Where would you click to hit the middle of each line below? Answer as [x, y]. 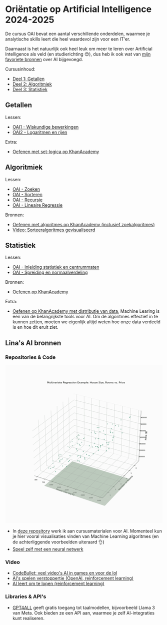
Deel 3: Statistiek [30, 89]
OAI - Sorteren [27, 194]
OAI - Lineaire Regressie [37, 205]
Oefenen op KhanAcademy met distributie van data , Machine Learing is [86, 311]
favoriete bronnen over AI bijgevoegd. [44, 59]
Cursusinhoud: [20, 69]
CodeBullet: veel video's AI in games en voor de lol [65, 573]
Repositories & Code [30, 357]
